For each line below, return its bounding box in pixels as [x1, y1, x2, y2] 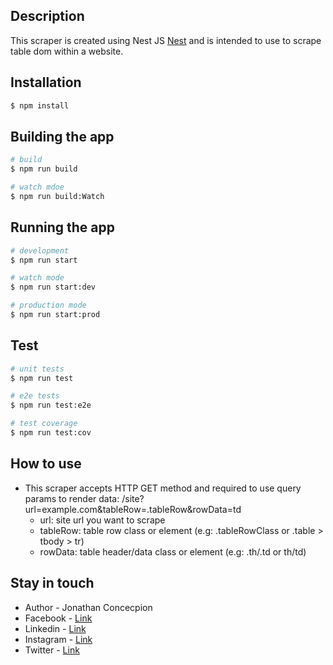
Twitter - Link [24, 644, 80, 656]
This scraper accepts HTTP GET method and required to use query [24, 482, 302, 494]
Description [10, 8, 85, 25]
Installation [10, 74, 82, 91]
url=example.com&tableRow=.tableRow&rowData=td [24, 503, 242, 515]
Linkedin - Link [24, 622, 87, 634]
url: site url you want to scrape [39, 514, 166, 526]
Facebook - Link [24, 612, 93, 624]
